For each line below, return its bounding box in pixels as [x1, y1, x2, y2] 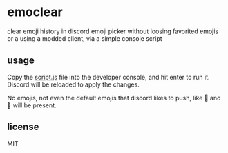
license [7, 121, 39, 133]
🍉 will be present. [7, 101, 57, 109]
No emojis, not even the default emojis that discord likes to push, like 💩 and [7, 93, 221, 102]
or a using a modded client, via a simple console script [7, 34, 162, 42]
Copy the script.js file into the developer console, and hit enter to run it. [7, 73, 210, 81]
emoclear [7, 4, 64, 20]
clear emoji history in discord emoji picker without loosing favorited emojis [7, 27, 219, 35]
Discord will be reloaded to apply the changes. [7, 80, 140, 89]
